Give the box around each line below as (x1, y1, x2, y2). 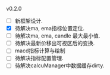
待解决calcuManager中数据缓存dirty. (14, 62, 105, 69)
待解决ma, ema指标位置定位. (14, 25, 85, 32)
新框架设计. (14, 17, 43, 24)
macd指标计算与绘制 (14, 47, 65, 54)
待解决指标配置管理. (14, 55, 64, 62)
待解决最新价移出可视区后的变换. (14, 40, 95, 47)
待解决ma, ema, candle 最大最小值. (14, 32, 100, 39)
